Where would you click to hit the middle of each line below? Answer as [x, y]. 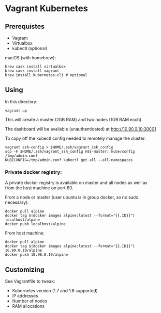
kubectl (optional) [29, 48]
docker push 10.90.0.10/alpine [37, 255]
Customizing [25, 270]
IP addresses [25, 296]
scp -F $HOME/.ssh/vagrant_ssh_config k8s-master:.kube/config [70, 151]
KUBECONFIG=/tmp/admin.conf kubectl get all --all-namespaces [69, 160]
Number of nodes [29, 301]
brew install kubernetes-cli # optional [46, 75]
